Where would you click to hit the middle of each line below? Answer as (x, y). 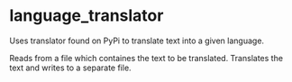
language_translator (87, 16)
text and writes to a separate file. (71, 68)
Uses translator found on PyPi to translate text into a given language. (137, 41)
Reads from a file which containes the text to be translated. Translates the (146, 58)
